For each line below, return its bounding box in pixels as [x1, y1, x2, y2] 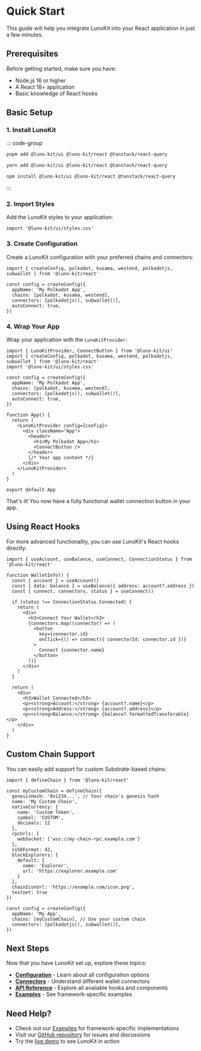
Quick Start [6, 4, 65, 18]
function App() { [6, 412, 51, 418]
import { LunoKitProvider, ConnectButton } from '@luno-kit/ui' [6, 347, 173, 354]
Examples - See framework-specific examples [15, 991, 132, 998]
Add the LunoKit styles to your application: [6, 214, 113, 221]
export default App [6, 487, 56, 493]
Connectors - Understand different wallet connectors [15, 978, 150, 985]
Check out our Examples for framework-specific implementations [15, 1025, 180, 1032]
